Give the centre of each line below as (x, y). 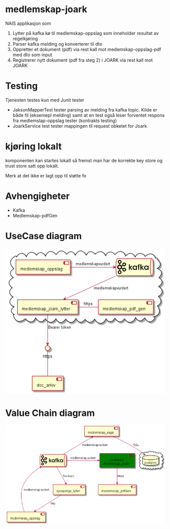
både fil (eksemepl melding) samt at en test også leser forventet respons (89, 115)
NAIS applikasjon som (28, 23)
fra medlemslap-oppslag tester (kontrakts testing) (65, 121)
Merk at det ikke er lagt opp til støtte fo (46, 175)
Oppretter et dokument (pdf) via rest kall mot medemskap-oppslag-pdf (87, 49)
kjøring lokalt (33, 147)
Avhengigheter (38, 196)
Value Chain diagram (50, 413)
